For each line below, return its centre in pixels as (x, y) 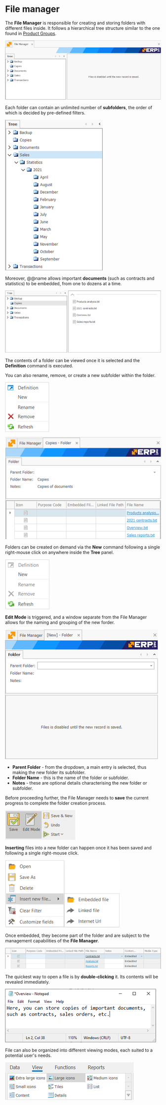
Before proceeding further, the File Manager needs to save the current (77, 798)
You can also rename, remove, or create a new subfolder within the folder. (80, 375)
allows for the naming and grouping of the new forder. (60, 622)
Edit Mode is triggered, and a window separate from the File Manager (76, 617)
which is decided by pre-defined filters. (45, 113)
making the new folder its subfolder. (49, 773)
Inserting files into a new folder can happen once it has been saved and (79, 848)
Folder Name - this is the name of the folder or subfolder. (71, 778)
